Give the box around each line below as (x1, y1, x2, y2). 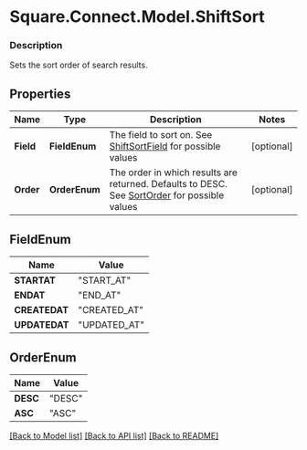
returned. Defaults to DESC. (109, 178, 228, 191)
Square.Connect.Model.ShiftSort (9, 6, 265, 27)
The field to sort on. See (109, 129, 213, 141)
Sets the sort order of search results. (9, 59, 148, 70)
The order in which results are (109, 166, 238, 179)
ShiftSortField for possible (109, 140, 221, 152)
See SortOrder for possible (109, 189, 225, 202)
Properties (9, 86, 71, 101)
